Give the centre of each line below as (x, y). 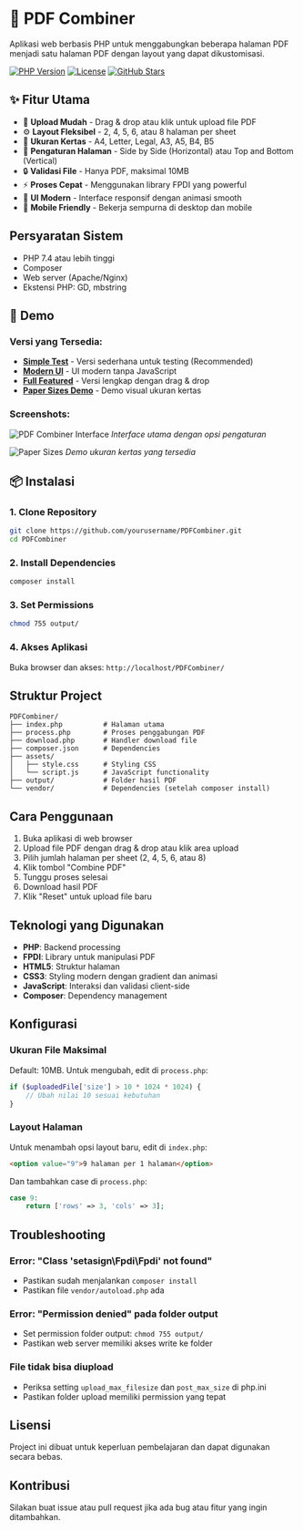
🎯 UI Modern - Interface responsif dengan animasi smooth (132, 197)
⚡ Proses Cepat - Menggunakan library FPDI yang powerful (135, 184)
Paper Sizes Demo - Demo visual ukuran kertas (112, 390)
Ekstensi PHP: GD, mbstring (75, 287)
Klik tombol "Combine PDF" (74, 868)
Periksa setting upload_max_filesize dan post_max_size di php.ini (144, 1387)
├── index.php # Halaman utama (87, 725)
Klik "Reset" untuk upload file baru (87, 896)
